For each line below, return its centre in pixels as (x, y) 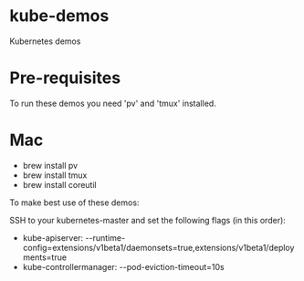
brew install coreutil (60, 184)
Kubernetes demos (45, 41)
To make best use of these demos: (74, 203)
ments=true (44, 257)
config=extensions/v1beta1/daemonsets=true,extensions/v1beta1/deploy (158, 247)
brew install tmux (55, 175)
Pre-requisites (65, 78)
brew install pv (50, 165)
